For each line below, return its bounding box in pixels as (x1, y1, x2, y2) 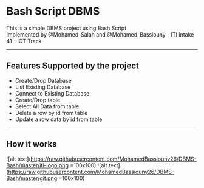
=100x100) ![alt (69, 161, 107, 169)
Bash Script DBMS (6, 4, 100, 18)
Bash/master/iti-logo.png (6, 161, 69, 169)
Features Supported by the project (6, 61, 140, 71)
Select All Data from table (15, 102, 80, 110)
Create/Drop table (15, 96, 61, 103)
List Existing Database (15, 83, 71, 91)
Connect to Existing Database (15, 89, 90, 97)
